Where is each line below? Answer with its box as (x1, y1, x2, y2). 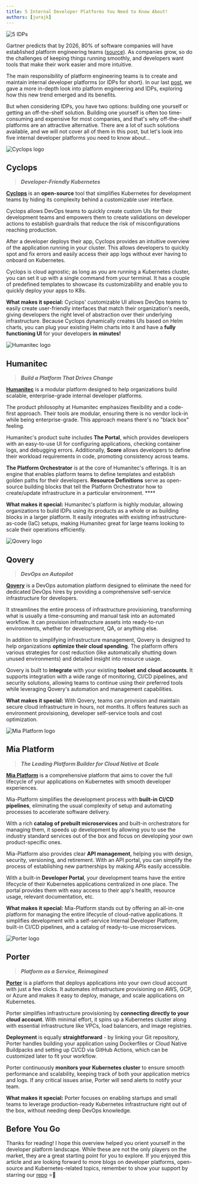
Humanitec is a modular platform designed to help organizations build (6, 386, 177, 393)
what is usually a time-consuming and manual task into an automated (6, 612, 175, 619)
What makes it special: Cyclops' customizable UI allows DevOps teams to (6, 298, 188, 305)
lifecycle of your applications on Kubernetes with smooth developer (6, 778, 171, 785)
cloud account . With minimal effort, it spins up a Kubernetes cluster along (6, 1016, 187, 1023)
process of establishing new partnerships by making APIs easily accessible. (6, 863, 191, 870)
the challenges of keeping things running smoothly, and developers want (6, 54, 184, 62)
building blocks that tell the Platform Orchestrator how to (24, 483, 163, 490)
